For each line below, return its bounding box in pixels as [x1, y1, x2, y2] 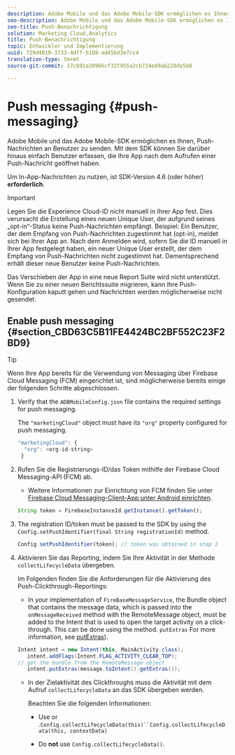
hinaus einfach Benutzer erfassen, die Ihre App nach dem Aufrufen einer [7, 151, 217, 160]
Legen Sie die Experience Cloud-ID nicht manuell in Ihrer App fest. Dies [7, 207, 213, 216]
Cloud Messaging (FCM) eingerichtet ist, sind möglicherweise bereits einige [7, 376, 226, 385]
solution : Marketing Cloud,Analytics [7, 29, 117, 37]
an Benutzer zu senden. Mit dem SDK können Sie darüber [44, 144, 211, 153]
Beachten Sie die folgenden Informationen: [27, 699, 152, 707]
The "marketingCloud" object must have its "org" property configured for [17, 418, 227, 427]
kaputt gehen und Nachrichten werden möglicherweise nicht [48, 288, 222, 296]
